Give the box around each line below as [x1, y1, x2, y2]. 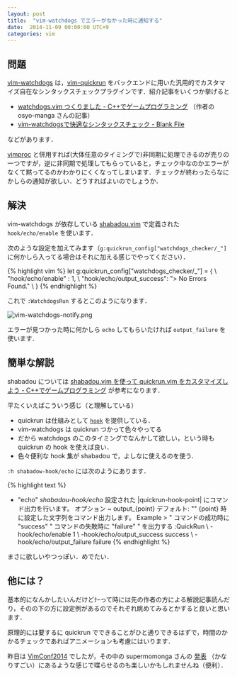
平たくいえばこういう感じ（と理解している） [7, 401, 138, 409]
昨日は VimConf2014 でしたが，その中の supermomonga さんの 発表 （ [7, 652, 215, 660]
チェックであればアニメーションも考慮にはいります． [19, 636, 175, 645]
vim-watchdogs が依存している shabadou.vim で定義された [7, 219, 180, 228]
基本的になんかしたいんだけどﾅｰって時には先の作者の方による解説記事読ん [7, 595, 224, 604]
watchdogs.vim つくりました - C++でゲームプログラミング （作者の [17, 102, 215, 111]
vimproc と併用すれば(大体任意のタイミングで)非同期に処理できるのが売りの [7, 150, 230, 159]
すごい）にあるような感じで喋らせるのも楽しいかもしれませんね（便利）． [13, 660, 228, 669]
